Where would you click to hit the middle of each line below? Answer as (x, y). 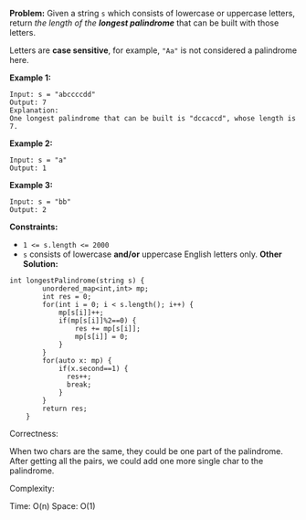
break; (79, 385)
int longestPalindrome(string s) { (77, 281)
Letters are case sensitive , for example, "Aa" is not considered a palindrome (153, 50)
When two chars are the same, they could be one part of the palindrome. (146, 451)
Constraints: (34, 227)
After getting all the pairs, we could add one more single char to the (137, 461)
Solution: (40, 264)
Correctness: (34, 434)
